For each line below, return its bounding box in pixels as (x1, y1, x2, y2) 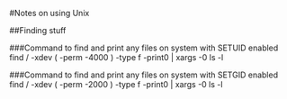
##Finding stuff (9, 25, 67, 35)
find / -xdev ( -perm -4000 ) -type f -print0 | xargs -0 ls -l (9, 52, 224, 62)
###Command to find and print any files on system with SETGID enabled (9, 69, 279, 80)
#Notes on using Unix (9, 8, 90, 18)
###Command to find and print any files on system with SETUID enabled (9, 42, 279, 53)
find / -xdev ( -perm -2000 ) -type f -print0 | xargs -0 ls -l (9, 79, 223, 89)
